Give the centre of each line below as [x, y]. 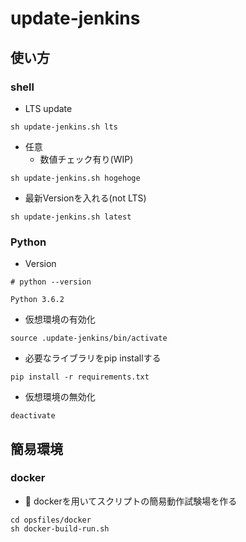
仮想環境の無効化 [60, 397]
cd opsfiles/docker [51, 520]
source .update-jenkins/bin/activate [89, 338]
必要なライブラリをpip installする [93, 358]
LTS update [48, 108]
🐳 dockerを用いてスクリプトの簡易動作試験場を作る [131, 501]
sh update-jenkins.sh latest [71, 217]
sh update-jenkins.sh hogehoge [75, 178]
